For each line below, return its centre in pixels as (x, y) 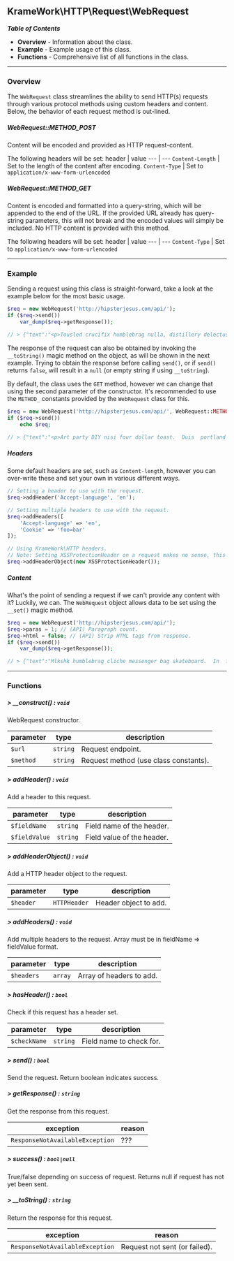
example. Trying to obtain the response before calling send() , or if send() (112, 363)
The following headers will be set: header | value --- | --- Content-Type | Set (116, 242)
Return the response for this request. (60, 1218)
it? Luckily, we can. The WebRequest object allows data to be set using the (112, 602)
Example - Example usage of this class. (74, 49)
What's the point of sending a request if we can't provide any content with (114, 595)
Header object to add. (131, 903)
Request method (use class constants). (145, 761)
